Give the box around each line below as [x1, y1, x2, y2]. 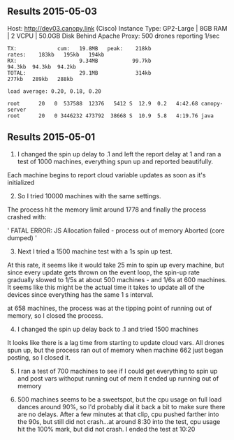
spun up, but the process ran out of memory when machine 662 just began [7, 346, 224, 354]
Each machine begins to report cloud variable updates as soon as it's [7, 170, 206, 179]
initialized [7, 178, 35, 186]
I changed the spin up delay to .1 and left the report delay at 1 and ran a [17, 149, 221, 158]
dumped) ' [7, 233, 37, 242]
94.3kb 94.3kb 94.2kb [7, 63, 77, 71]
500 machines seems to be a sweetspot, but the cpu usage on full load [17, 395, 222, 404]
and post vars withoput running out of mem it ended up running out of [17, 374, 219, 383]
